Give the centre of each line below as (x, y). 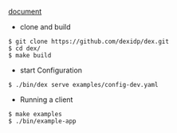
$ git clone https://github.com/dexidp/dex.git (89, 41)
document (25, 12)
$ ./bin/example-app (43, 121)
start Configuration (51, 70)
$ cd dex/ (25, 49)
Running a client (46, 100)
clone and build (45, 27)
